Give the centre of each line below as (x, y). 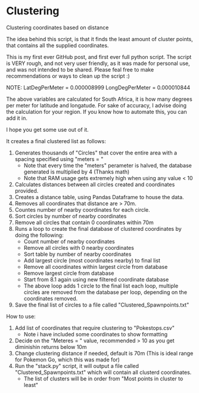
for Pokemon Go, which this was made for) (67, 360)
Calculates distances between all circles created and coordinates (95, 184)
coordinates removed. (51, 298)
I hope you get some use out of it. (48, 129)
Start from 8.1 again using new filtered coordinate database (96, 279)
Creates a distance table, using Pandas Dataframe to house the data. (99, 197)
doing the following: (39, 235)
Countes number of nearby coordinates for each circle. (82, 209)
